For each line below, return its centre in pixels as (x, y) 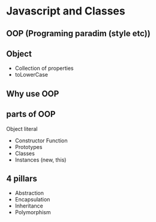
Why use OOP (33, 94)
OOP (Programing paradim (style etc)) (79, 33)
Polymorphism (33, 212)
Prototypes (28, 147)
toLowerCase (31, 75)
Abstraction (29, 193)
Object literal (22, 128)
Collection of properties (44, 68)
